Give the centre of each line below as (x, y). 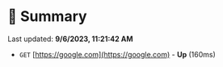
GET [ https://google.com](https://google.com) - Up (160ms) (117, 54)
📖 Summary (47, 17)
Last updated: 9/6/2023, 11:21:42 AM (70, 39)
